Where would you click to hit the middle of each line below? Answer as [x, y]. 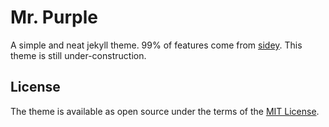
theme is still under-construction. [78, 55]
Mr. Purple [54, 17]
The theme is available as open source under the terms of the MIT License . [165, 111]
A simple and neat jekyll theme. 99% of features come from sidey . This [156, 45]
